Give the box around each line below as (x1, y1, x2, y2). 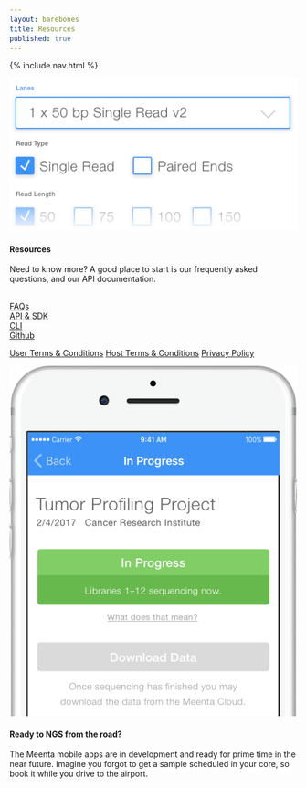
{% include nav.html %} (9, 60, 99, 71)
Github (9, 330, 35, 341)
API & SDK (9, 310, 48, 321)
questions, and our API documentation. (9, 274, 157, 285)
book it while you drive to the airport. (9, 768, 149, 780)
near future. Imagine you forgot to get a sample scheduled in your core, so (9, 759, 290, 770)
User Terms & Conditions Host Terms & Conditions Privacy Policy (9, 348, 255, 359)
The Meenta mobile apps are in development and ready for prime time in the (9, 749, 297, 760)
